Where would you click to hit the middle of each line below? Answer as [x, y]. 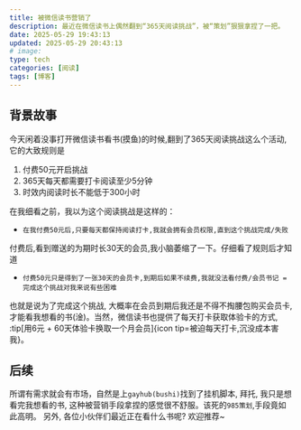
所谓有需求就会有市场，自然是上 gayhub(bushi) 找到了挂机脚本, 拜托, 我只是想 [151, 394]
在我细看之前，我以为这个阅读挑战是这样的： [92, 211]
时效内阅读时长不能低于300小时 [82, 192]
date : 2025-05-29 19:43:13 [60, 34]
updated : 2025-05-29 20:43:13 [66, 43]
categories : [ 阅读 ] [45, 69]
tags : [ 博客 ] [32, 77]
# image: [26, 51]
